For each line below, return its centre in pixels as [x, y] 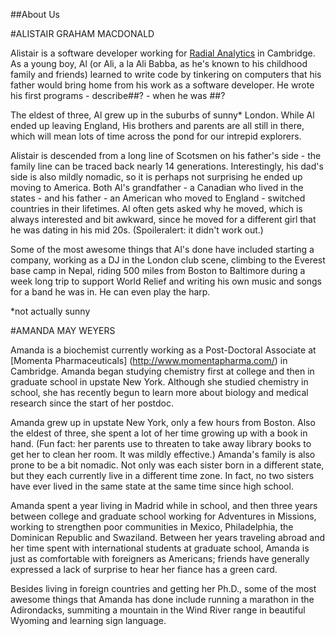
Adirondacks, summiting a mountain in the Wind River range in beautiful [158, 610]
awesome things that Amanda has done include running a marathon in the [162, 599]
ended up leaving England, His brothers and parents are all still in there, [157, 125]
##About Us [35, 14]
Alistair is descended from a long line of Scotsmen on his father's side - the [166, 155]
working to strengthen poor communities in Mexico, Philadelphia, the [152, 527]
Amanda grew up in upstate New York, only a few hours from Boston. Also [163, 422]
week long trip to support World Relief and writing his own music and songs [166, 281]
